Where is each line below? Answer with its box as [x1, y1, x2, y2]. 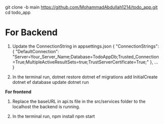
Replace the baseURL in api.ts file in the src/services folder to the [12, 98, 146, 104]
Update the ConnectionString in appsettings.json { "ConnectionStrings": [12, 43, 159, 49]
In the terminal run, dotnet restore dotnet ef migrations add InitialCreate [12, 74, 158, 80]
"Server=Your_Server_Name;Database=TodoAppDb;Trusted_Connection [12, 54, 159, 60]
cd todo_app [5, 9, 31, 15]
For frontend [5, 89, 32, 95]
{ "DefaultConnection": [12, 48, 59, 54]
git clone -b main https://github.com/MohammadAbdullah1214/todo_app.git [5, 4, 158, 10]
